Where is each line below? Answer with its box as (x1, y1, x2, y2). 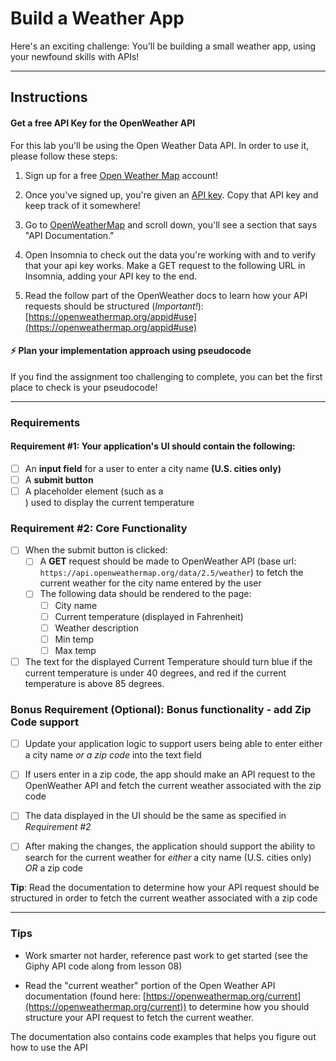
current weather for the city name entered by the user (39, 577, 262, 589)
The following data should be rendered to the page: (39, 588, 252, 600)
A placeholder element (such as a (24, 485, 164, 497)
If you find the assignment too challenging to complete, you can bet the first (10, 370, 323, 382)
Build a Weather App (10, 7, 185, 30)
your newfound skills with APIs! (10, 50, 140, 62)
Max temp (54, 644, 97, 656)
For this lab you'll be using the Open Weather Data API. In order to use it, (10, 139, 310, 151)
